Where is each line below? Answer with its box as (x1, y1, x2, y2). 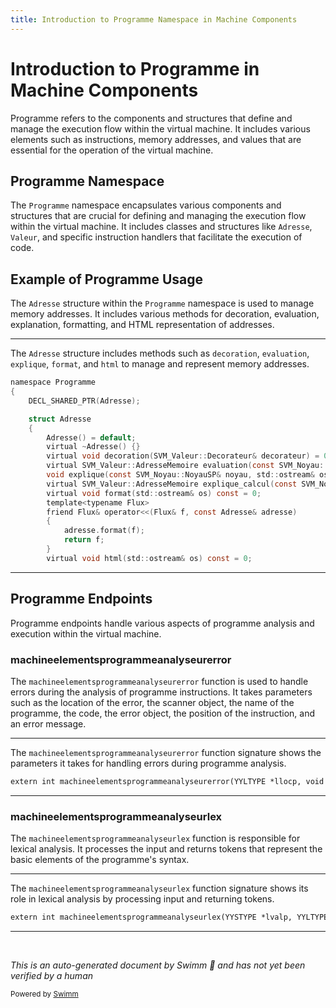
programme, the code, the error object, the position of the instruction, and (10, 707, 315, 719)
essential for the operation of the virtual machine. (10, 144, 214, 156)
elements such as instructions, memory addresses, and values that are (10, 133, 302, 145)
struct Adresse (28, 414, 92, 424)
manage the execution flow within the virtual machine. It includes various (10, 122, 311, 135)
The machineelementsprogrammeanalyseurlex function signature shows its (10, 882, 309, 895)
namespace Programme (10, 377, 97, 388)
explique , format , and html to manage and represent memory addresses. (10, 358, 310, 370)
